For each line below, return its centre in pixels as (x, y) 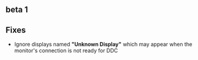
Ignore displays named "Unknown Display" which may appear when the (103, 45)
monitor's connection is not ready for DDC (66, 50)
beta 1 (17, 10)
